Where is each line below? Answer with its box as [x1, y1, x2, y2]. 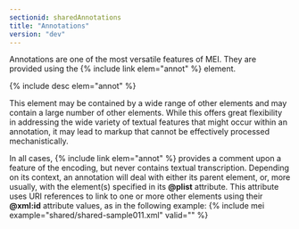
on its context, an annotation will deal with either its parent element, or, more [9, 172, 291, 183]
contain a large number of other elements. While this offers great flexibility [9, 108, 283, 119]
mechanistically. [9, 135, 69, 147]
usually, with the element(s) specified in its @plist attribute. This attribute [9, 182, 279, 192]
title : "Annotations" [9, 21, 90, 30]
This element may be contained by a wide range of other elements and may [9, 98, 287, 109]
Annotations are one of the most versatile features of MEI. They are [9, 54, 257, 65]
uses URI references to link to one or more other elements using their [9, 191, 263, 201]
